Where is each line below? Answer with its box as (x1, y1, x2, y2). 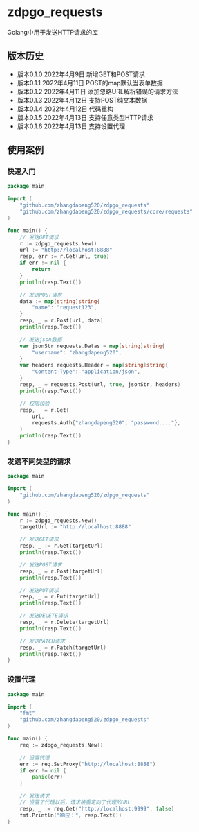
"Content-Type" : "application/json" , (32, 368, 140, 375)
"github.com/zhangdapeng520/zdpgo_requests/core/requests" (19, 209, 193, 216)
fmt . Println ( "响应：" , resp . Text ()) (19, 812, 122, 819)
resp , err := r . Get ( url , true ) (19, 253, 110, 260)
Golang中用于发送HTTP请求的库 (7, 28, 99, 36)
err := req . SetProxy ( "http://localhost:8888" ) (19, 761, 156, 768)
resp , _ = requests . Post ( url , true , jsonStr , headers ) (19, 381, 181, 388)
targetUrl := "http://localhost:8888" (19, 523, 131, 530)
